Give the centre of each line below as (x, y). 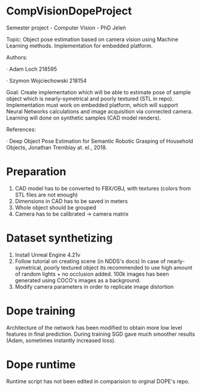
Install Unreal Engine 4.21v (48, 255)
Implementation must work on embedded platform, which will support (92, 105)
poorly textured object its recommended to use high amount (118, 267)
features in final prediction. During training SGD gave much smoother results (100, 334)
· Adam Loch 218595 (31, 69)
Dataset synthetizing (59, 238)
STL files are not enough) (46, 195)
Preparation (36, 172)
